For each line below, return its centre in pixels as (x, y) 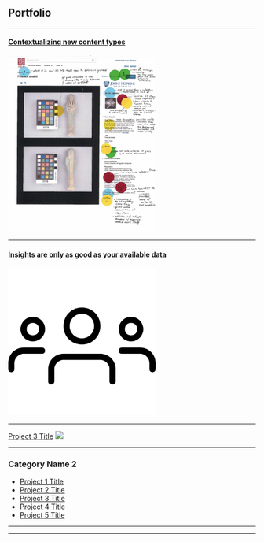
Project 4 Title (42, 507)
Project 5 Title (42, 514)
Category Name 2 (42, 464)
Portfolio (30, 13)
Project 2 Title (42, 490)
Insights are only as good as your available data (87, 254)
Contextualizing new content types (67, 42)
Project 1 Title (42, 481)
